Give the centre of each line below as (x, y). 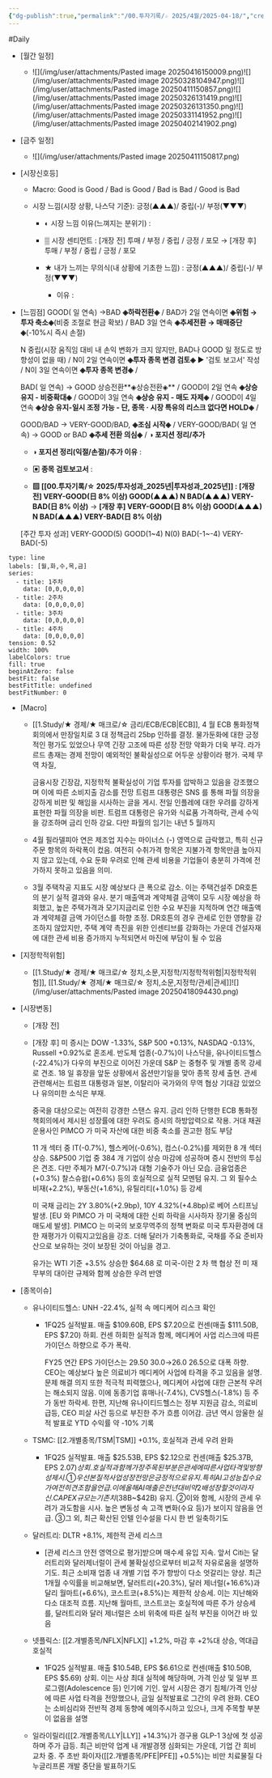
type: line (27, 558)
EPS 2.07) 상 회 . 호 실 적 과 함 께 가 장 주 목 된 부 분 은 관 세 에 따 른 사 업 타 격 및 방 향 (153, 1467)
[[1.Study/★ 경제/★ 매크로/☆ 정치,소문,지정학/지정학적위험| (128, 972)
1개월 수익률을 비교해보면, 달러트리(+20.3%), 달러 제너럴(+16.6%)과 (152, 1582)
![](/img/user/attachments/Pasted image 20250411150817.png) (136, 156)
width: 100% (28, 650)
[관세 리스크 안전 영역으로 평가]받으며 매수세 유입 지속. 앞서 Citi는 (147, 1552)
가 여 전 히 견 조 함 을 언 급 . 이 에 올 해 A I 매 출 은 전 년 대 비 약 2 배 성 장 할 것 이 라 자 (149, 1487)
